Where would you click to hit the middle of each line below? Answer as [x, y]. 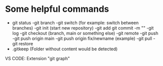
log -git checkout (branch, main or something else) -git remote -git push [85, 33]
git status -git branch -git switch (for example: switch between [75, 23]
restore [26, 43]
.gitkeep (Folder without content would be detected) [65, 49]
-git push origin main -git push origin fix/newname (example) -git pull [82, 38]
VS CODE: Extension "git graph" [38, 58]
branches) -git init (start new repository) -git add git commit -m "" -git [83, 28]
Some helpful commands [57, 9]
